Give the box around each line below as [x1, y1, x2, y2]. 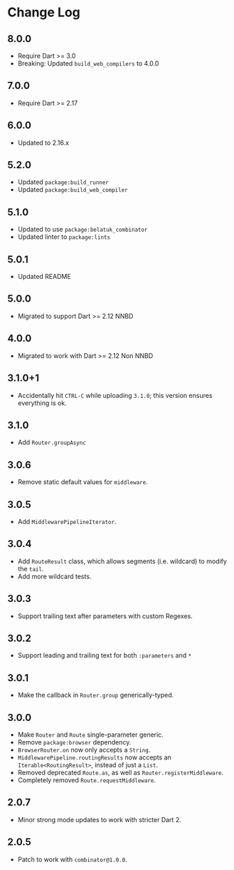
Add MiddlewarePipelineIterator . [17, 517, 117, 526]
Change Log [7, 4, 80, 21]
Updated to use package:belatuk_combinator [17, 225, 148, 234]
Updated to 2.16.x [17, 138, 70, 147]
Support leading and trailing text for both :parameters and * [17, 651, 192, 660]
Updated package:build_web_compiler [17, 185, 128, 194]
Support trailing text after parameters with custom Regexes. [17, 611, 193, 620]
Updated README [17, 272, 71, 281]
